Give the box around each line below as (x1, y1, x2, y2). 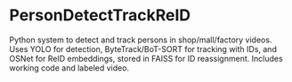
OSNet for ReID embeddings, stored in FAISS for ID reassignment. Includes (9, 53, 283, 63)
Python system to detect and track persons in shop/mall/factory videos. (9, 34, 272, 45)
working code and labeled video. (9, 63, 130, 73)
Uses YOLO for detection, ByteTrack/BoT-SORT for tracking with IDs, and (9, 43, 278, 54)
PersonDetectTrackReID (9, 5, 191, 26)
